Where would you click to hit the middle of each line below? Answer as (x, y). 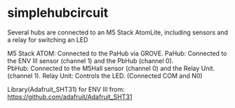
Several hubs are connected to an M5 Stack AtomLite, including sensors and (117, 32)
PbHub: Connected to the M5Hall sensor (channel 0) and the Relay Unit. (111, 68)
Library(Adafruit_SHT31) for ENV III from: (66, 89)
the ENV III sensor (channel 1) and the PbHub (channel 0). (90, 60)
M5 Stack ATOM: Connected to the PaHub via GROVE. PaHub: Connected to (117, 53)
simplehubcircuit (58, 13)
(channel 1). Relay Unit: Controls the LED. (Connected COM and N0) (105, 76)
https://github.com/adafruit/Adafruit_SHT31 (70, 97)
